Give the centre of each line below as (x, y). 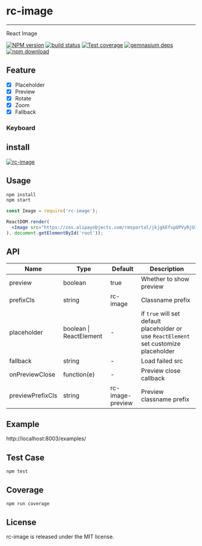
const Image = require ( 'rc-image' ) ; (52, 211)
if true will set (161, 313)
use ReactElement (166, 336)
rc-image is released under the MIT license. (60, 536)
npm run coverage (28, 504)
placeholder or (161, 328)
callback (153, 378)
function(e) (79, 374)
